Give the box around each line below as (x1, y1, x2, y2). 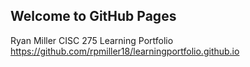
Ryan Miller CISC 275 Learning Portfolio (10, 34, 174, 46)
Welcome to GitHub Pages (10, 8, 177, 25)
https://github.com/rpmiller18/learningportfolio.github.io (10, 45, 240, 57)
